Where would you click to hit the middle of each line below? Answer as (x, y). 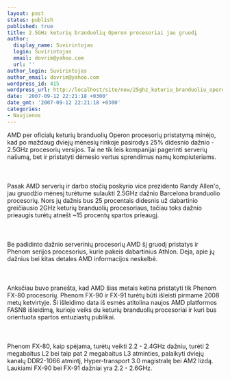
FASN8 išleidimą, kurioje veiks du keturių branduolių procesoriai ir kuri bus (112, 310)
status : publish (30, 20)
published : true (30, 26)
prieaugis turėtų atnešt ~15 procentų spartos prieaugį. (83, 215)
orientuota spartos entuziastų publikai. (61, 317)
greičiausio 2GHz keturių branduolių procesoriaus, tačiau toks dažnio (104, 208)
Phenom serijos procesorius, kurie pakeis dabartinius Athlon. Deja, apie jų (111, 252)
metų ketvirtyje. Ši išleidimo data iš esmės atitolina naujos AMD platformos (112, 302)
